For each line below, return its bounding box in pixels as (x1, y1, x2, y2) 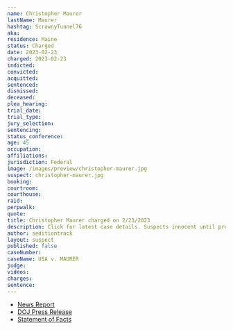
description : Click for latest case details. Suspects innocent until (7, 223, 216, 230)
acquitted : (7, 74, 39, 82)
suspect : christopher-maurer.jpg (7, 172, 104, 179)
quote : (7, 211, 26, 217)
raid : (7, 197, 23, 205)
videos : (7, 268, 30, 275)
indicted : (7, 62, 36, 69)
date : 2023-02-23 (7, 49, 58, 56)
